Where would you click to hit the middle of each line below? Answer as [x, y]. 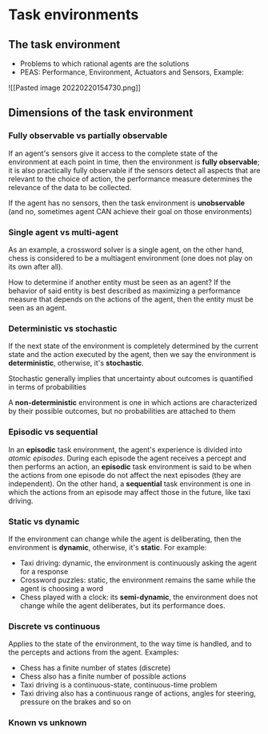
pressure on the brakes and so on [75, 702]
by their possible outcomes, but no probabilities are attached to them [122, 412]
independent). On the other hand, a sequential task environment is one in [129, 484]
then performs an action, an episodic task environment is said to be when [130, 466]
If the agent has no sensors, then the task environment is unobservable [127, 203]
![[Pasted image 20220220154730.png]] [75, 87]
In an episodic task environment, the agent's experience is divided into [125, 449]
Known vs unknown [48, 723]
